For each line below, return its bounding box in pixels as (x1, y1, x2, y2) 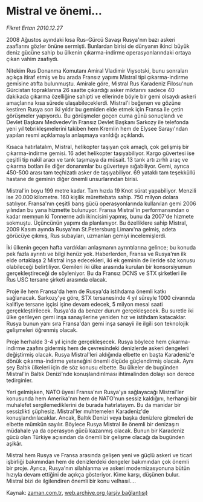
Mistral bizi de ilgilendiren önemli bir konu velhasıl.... (6, 477, 136, 484)
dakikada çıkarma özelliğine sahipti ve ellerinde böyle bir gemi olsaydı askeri (6, 93, 196, 100)
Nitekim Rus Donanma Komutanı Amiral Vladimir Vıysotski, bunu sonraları (6, 67, 188, 74)
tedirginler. (6, 377, 33, 384)
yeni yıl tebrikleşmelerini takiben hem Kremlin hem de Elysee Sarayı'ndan (6, 125, 188, 132)
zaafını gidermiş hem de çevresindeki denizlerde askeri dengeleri (26, 344, 189, 352)
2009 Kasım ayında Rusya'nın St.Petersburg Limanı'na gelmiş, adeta (6, 225, 176, 233)
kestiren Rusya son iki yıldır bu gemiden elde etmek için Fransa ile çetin (6, 105, 184, 113)
